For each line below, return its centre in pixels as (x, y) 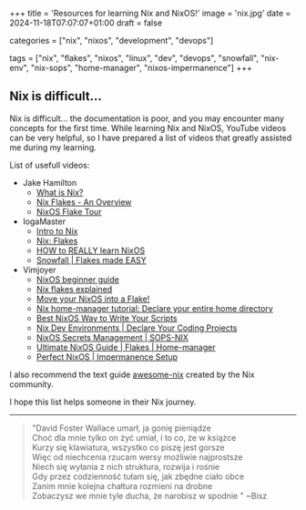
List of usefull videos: (50, 165)
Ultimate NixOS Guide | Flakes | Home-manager (126, 347)
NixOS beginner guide (78, 279)
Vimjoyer (39, 270)
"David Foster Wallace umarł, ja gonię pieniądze (121, 428)
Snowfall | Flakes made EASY (92, 260)
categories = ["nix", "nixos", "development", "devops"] (112, 41)
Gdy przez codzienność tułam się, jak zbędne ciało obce (138, 476)
